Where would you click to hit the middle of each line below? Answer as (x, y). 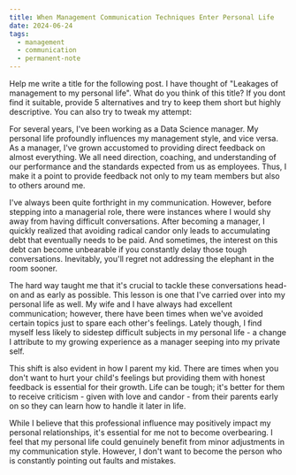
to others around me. (47, 185)
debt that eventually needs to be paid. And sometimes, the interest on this (144, 240)
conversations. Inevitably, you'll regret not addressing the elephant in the (142, 259)
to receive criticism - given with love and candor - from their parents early (144, 396)
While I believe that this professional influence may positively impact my (140, 423)
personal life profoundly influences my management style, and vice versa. (144, 138)
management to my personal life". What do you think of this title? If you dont (147, 93)
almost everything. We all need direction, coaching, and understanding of (143, 157)
